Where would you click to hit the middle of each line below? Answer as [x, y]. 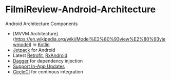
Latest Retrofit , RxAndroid [40, 55]
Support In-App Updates [39, 66]
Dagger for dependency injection [48, 61]
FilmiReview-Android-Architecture [81, 9]
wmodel [21, 44]
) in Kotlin [40, 44]
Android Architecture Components [42, 24]
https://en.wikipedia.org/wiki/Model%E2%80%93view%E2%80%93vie [90, 39]
